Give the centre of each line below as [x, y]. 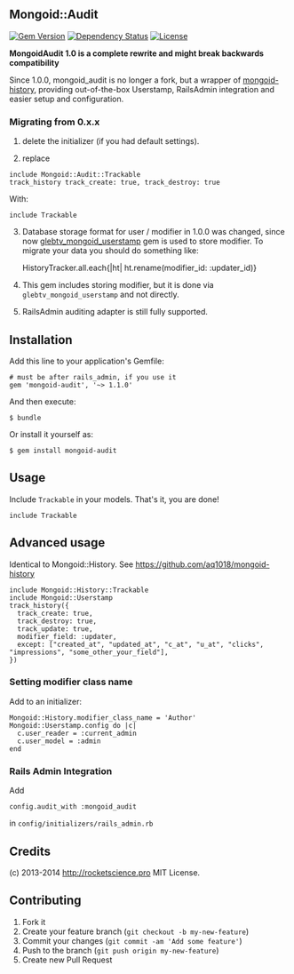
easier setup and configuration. [67, 99]
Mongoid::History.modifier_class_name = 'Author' [103, 718]
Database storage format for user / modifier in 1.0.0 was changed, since [154, 232]
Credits [30, 851]
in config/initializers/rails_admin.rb [81, 823]
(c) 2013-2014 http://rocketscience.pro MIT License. [105, 872]
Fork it [34, 922]
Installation [41, 340]
